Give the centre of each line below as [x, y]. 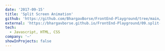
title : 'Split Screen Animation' [39, 14]
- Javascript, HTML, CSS [35, 32]
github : [13, 18]
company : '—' [18, 37]
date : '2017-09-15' [25, 9]
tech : [11, 28]
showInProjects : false [28, 41]
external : [15, 23]
